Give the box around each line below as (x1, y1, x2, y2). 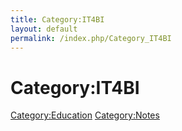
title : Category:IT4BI (10, 14, 105, 25)
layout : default (10, 24, 78, 34)
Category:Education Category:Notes (10, 109, 160, 121)
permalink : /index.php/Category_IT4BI (10, 33, 172, 43)
